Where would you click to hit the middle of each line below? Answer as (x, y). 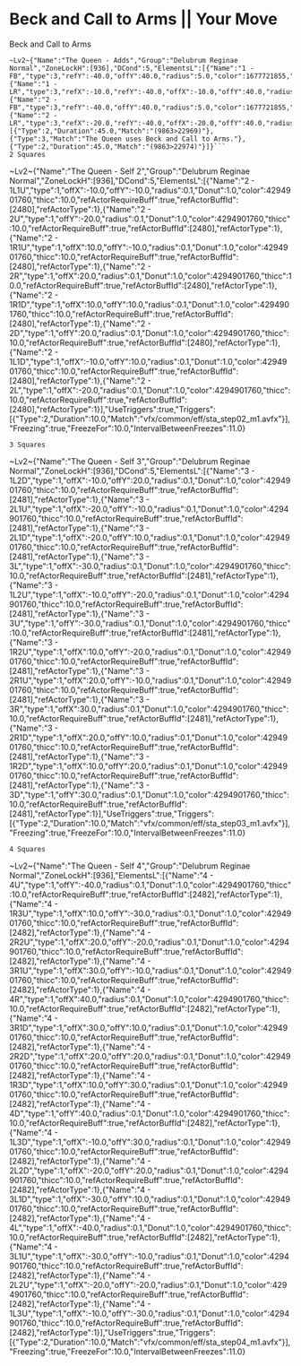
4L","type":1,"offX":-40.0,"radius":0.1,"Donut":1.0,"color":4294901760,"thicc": (150, 1227)
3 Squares (28, 445)
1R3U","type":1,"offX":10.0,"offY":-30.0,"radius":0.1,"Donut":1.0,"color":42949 (150, 913)
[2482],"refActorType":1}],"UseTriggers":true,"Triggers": (113, 1332)
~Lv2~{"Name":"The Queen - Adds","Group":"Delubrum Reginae (124, 60)
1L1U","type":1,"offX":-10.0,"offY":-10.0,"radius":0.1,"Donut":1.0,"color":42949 (150, 190)
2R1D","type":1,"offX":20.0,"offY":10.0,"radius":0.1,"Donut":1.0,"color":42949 (149, 737)
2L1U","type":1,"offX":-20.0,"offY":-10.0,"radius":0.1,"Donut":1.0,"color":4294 (149, 509)
